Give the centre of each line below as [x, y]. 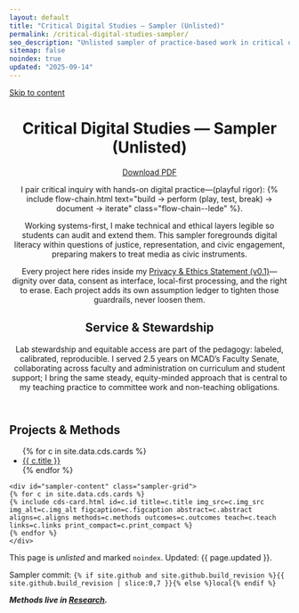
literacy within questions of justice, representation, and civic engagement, [149, 244]
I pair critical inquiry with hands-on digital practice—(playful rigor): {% [149, 189]
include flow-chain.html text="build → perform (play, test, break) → [149, 199]
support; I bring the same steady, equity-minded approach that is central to [149, 377]
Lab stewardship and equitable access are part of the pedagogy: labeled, [149, 349]
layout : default [39, 17]
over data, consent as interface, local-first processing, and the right [163, 281]
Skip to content [37, 92]
